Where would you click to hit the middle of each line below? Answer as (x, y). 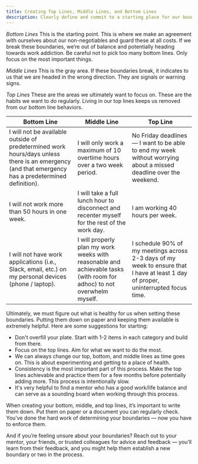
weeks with (93, 254)
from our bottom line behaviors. (44, 107)
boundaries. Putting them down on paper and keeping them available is (93, 319)
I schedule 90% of (157, 243)
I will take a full (98, 193)
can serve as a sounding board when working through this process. (97, 394)
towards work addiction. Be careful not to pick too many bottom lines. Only (97, 53)
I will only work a (100, 142)
